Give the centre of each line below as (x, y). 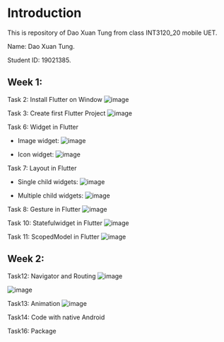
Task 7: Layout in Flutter (42, 168)
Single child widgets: (48, 181)
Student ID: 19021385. (39, 60)
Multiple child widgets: (50, 195)
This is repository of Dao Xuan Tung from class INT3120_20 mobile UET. (112, 33)
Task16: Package (32, 331)
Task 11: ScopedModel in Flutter (54, 236)
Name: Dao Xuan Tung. (41, 46)
